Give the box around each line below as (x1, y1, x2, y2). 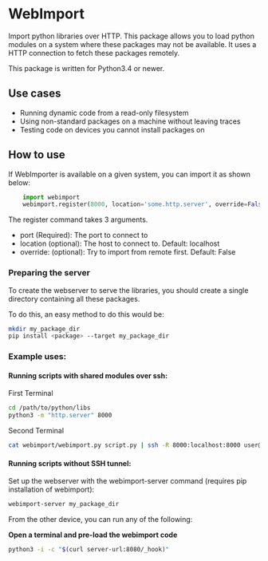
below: (8, 177, 30, 188)
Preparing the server (8, 267, 90, 279)
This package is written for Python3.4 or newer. (8, 63, 165, 73)
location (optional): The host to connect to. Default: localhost (19, 239, 220, 248)
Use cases (8, 87, 61, 101)
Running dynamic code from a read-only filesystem (19, 108, 189, 117)
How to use (8, 148, 65, 162)
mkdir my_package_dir (8, 325, 81, 333)
